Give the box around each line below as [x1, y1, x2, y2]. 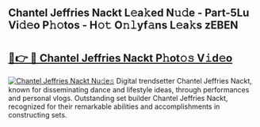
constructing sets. [8, 110, 67, 119]
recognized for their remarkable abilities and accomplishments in [8, 102, 220, 111]
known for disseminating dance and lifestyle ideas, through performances [8, 85, 250, 94]
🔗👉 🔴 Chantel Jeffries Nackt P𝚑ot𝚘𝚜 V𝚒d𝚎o [8, 51, 233, 65]
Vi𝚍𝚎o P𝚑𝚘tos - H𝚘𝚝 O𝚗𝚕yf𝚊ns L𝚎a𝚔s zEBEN [8, 19, 239, 32]
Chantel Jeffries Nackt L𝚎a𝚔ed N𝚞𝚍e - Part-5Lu [8, 6, 250, 20]
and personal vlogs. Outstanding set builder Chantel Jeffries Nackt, [8, 94, 228, 103]
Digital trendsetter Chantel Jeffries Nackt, [116, 77, 252, 85]
